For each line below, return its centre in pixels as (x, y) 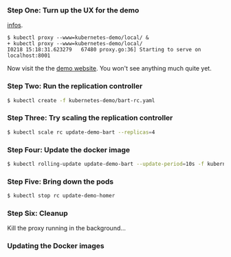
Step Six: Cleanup (38, 213)
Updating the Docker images (56, 246)
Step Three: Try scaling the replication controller (90, 118)
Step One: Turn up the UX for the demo (73, 10)
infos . (15, 25)
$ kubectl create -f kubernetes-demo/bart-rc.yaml (81, 100)
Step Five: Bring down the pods (60, 182)
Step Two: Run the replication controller (75, 86)
